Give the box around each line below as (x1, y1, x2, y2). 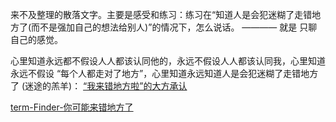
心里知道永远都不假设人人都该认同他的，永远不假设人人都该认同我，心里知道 (10, 55, 326, 67)
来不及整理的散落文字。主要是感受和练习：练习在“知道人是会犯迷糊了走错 (10, 9, 313, 20)
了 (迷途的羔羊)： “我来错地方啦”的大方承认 (10, 80, 188, 92)
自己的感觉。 (10, 34, 63, 45)
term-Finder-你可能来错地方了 (10, 101, 134, 113)
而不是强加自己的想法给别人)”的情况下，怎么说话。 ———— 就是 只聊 (31, 21, 318, 33)
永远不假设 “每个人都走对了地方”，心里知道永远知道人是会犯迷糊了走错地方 (10, 68, 319, 79)
